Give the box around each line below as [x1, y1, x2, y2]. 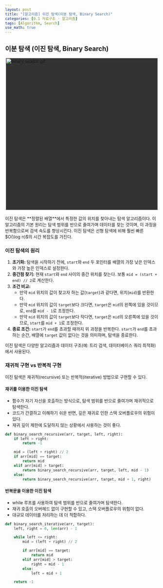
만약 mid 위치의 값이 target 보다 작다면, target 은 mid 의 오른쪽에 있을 [19, 314, 149, 320]
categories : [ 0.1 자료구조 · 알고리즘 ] [5, 16, 78, 21]
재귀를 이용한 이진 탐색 [5, 386, 48, 392]
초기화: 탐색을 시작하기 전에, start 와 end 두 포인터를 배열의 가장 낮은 [12, 259, 143, 265]
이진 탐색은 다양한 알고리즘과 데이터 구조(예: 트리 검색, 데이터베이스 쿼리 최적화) [5, 343, 156, 349]
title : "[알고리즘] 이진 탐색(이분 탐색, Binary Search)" [5, 12, 113, 17]
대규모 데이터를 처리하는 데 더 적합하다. [12, 512, 87, 517]
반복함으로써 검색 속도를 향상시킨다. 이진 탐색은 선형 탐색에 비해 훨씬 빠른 [5, 227, 144, 234]
